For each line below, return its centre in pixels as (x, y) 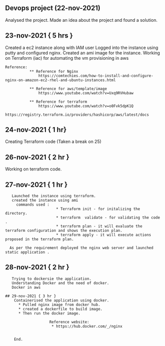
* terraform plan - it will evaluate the (99, 226)
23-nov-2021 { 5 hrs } (39, 36)
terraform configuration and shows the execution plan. (64, 231)
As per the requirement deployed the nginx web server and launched (82, 248)
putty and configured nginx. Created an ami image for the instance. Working (83, 53)
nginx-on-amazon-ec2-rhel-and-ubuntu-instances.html (61, 80)
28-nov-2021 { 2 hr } (37, 267)
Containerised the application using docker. (62, 300)
